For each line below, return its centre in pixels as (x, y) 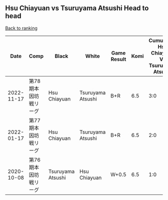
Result (118, 59)
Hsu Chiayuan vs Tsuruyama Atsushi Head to (77, 8)
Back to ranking (21, 28)
